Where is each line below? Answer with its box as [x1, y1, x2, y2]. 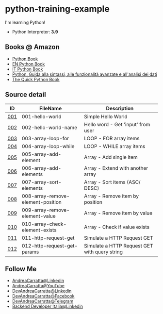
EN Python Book [12, 61, 45, 66]
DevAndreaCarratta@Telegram [12, 298, 74, 304]
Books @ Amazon [5, 43, 60, 51]
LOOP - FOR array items [84, 135, 140, 142]
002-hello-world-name [21, 124, 78, 131]
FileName [39, 105, 62, 112]
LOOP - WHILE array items [84, 143, 146, 149]
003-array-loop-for [21, 135, 69, 142]
